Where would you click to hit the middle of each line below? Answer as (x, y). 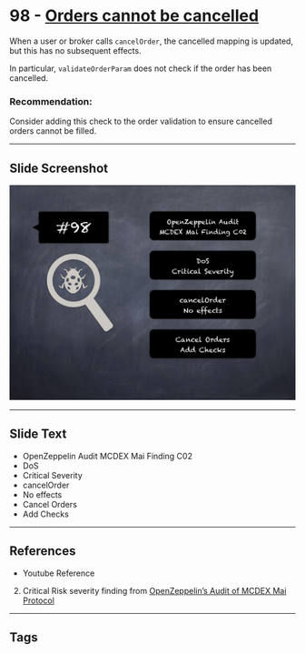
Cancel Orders (49, 504)
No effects (42, 494)
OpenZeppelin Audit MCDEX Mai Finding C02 (108, 456)
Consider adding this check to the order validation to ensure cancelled (141, 121)
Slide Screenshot (59, 168)
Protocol (38, 600)
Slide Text (38, 434)
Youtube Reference (59, 573)
